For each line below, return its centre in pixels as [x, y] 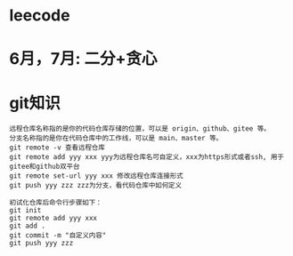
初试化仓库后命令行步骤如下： [56, 203]
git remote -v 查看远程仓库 [57, 148]
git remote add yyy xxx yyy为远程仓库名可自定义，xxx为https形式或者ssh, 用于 [147, 157]
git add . [28, 226]
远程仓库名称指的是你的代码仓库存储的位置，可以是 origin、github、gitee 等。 [140, 129]
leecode [40, 16]
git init [25, 211]
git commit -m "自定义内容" [58, 236]
